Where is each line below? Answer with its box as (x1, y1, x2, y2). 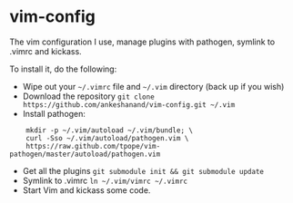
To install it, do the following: (9, 63, 117, 74)
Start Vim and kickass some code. (22, 184, 151, 196)
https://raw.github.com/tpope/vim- (25, 141, 161, 150)
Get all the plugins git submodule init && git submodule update (22, 165, 264, 176)
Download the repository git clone (22, 91, 155, 101)
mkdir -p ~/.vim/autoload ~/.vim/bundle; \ (25, 125, 194, 135)
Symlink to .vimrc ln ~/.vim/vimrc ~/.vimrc (22, 175, 188, 186)
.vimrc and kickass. (9, 45, 82, 56)
